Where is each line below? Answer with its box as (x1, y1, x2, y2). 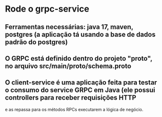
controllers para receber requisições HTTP (5, 94, 136, 102)
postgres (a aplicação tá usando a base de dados (5, 30, 156, 38)
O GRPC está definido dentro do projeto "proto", (5, 54, 152, 63)
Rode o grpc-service (5, 3, 89, 15)
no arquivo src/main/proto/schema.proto (5, 62, 132, 70)
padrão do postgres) (5, 38, 68, 46)
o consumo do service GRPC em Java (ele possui (5, 86, 156, 94)
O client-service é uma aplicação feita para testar (5, 79, 157, 87)
